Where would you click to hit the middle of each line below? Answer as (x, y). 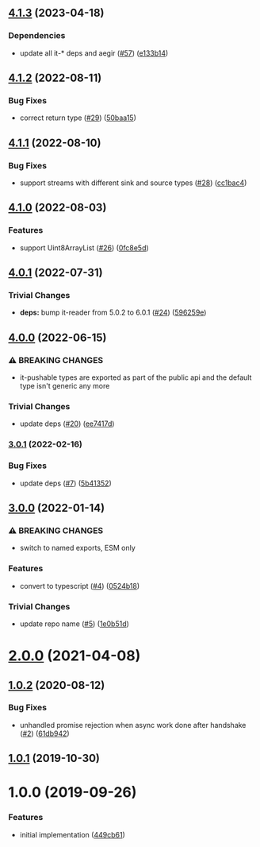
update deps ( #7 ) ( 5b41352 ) (66, 483)
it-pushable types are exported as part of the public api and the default (136, 377)
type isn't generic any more (65, 386)
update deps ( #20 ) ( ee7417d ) (67, 423)
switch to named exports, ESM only (78, 548)
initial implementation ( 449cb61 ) (72, 834)
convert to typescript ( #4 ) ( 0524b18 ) (80, 586)
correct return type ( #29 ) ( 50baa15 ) (78, 118)
